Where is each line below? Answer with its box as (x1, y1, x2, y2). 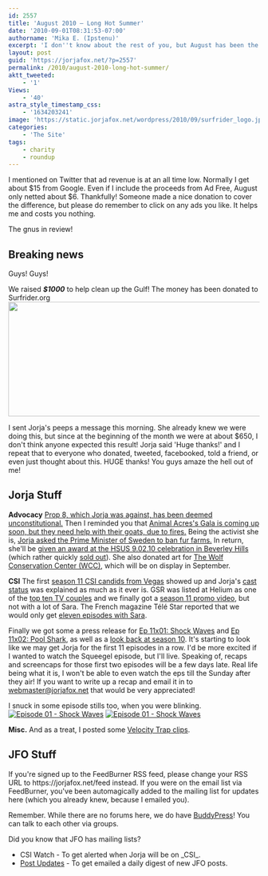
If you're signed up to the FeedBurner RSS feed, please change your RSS (8, 769, 249, 778)
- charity (22, 146, 56, 154)
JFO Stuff (8, 748, 57, 762)
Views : (8, 86, 30, 94)
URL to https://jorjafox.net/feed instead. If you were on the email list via (8, 778, 242, 787)
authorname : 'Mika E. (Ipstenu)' (8, 34, 120, 42)
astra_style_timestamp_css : (8, 101, 102, 109)
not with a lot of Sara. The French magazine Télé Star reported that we (8, 602, 240, 611)
